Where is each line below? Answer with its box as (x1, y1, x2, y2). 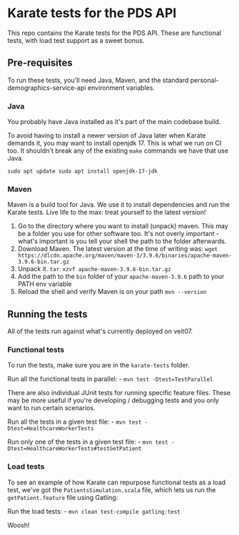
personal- (190, 76, 219, 84)
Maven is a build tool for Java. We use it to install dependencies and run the (7, 200, 230, 209)
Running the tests (7, 308, 88, 320)
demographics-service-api (7, 83, 86, 92)
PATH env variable (17, 280, 73, 288)
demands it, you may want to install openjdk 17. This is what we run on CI (7, 139, 222, 148)
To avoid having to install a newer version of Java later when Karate (7, 131, 206, 140)
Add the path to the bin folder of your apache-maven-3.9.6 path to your (17, 272, 225, 281)
